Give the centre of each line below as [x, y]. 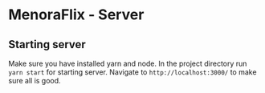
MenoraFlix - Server [76, 15]
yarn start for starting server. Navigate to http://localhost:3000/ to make [132, 72]
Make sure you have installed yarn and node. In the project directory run [128, 63]
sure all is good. [35, 81]
